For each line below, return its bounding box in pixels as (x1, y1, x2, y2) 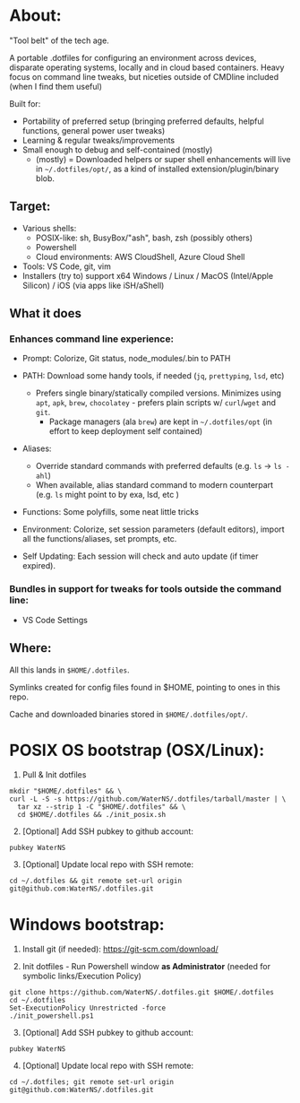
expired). (21, 560, 56, 571)
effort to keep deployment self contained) (48, 426, 203, 437)
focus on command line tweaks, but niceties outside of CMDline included (9, 71, 279, 82)
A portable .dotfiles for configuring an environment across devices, (9, 52, 257, 63)
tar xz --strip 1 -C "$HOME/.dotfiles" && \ (17, 803, 186, 812)
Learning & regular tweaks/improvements (21, 135, 176, 145)
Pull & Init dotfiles (21, 769, 87, 780)
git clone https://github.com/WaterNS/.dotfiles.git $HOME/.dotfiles (9, 988, 275, 997)
